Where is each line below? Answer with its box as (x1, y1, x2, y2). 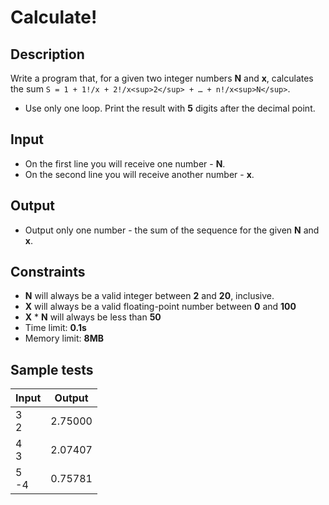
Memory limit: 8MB (24, 332, 104, 345)
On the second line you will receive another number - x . (24, 168, 255, 180)
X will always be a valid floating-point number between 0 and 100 (24, 301, 297, 313)
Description (10, 46, 85, 63)
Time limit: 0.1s (24, 322, 87, 334)
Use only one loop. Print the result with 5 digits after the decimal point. (24, 102, 316, 114)
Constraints (10, 264, 86, 281)
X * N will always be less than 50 (24, 311, 162, 323)
